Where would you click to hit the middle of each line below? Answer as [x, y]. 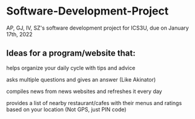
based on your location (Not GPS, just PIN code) [66, 109]
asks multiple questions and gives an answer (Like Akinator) [81, 79]
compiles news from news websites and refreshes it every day [84, 91]
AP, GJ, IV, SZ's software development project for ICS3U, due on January [97, 28]
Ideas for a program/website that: [71, 53]
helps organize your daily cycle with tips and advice [71, 68]
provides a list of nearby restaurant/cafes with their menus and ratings [94, 103]
